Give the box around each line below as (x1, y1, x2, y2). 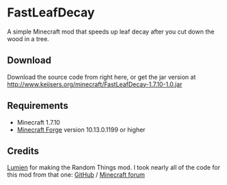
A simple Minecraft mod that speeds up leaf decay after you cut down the (7, 27, 215, 36)
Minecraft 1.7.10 (16, 118, 60, 126)
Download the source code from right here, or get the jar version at (7, 73, 196, 81)
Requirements (7, 100, 68, 112)
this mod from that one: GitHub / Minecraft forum (7, 171, 146, 179)
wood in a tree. (7, 34, 49, 42)
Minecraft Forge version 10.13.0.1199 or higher (16, 125, 146, 134)
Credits (7, 145, 40, 157)
